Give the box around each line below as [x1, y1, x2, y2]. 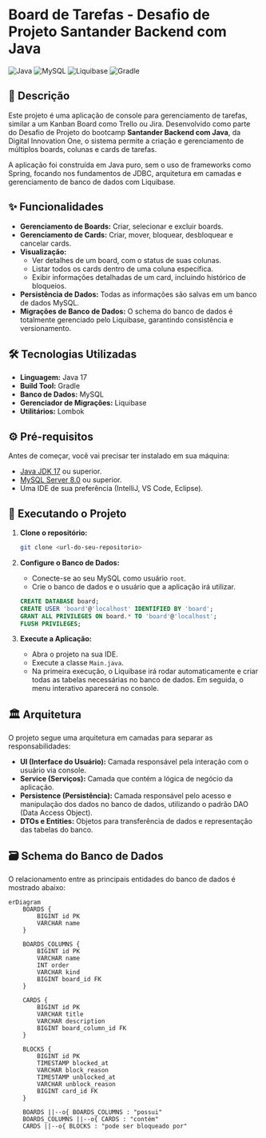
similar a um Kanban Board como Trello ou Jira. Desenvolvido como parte [8, 118, 251, 129]
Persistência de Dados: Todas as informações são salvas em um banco [19, 289, 257, 299]
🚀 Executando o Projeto [8, 506, 127, 521]
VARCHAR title [37, 1010, 84, 1018]
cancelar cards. [19, 238, 72, 248]
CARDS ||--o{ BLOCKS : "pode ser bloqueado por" [22, 1122, 188, 1130]
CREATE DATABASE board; [19, 597, 100, 605]
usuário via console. [19, 765, 86, 775]
